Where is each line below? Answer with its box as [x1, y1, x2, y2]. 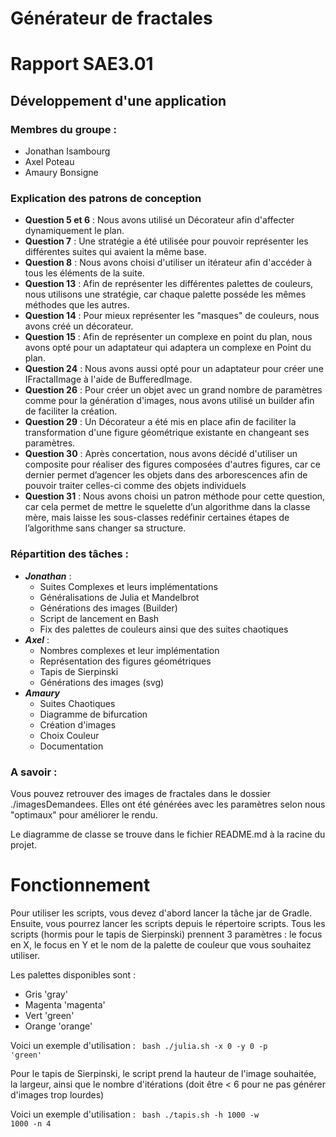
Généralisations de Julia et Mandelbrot [39, 591, 200, 603]
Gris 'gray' [24, 988, 68, 1000]
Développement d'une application [10, 92, 227, 109]
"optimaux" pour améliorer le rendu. [10, 808, 158, 821]
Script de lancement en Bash [39, 612, 160, 624]
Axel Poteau [24, 156, 75, 168]
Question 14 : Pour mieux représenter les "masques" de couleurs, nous [24, 310, 320, 322]
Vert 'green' [24, 1009, 75, 1021]
